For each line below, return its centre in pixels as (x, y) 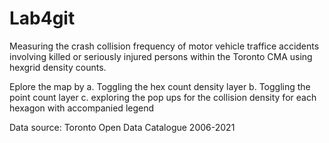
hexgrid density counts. (58, 67)
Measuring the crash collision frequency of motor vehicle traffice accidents (164, 46)
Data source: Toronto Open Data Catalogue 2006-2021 (122, 127)
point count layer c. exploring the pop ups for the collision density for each (163, 97)
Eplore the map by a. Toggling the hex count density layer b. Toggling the (160, 86)
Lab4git (42, 18)
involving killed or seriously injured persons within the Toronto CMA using (161, 56)
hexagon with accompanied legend (82, 108)
